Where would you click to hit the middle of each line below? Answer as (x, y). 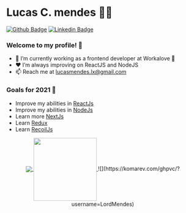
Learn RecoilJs (34, 129)
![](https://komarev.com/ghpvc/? (139, 168)
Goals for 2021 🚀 (31, 90)
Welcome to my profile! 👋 (44, 45)
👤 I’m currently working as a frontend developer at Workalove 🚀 (95, 59)
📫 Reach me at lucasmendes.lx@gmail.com (71, 72)
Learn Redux (31, 123)
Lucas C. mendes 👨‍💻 (60, 13)
